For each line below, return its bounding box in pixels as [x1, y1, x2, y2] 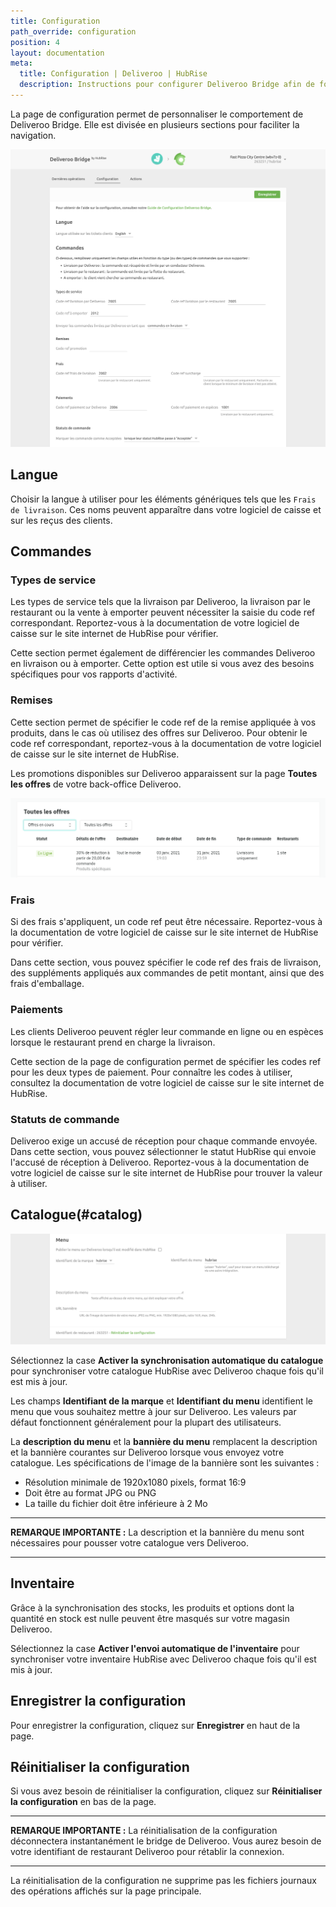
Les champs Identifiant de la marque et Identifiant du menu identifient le [10, 1395, 314, 1407]
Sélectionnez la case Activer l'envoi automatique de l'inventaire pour [10, 1642, 300, 1654]
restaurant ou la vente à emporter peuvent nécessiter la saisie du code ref [10, 606, 316, 619]
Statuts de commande [10, 1112, 120, 1126]
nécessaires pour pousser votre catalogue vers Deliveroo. [10, 1536, 249, 1549]
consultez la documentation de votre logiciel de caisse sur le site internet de [10, 1076, 325, 1089]
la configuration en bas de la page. [10, 1796, 157, 1808]
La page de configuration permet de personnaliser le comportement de [10, 108, 304, 120]
